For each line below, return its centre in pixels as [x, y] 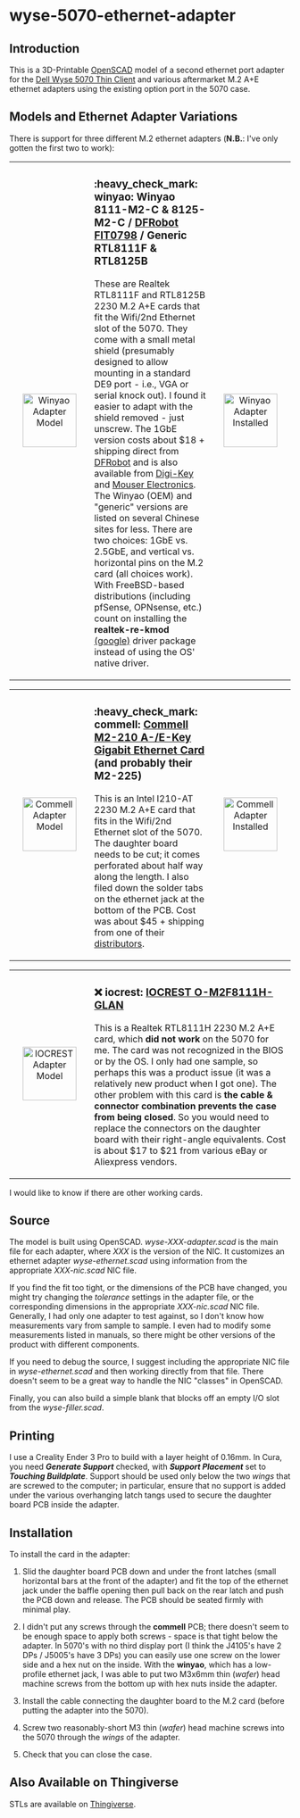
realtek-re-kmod [132, 629]
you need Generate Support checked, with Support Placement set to [137, 1467]
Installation [41, 1533]
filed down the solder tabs [149, 887]
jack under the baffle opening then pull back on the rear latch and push [153, 1590]
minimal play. [46, 1610]
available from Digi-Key [144, 473]
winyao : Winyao [135, 197]
